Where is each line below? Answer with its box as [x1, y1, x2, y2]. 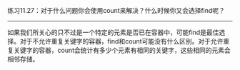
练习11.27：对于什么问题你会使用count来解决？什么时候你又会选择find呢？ [7, 6, 225, 14]
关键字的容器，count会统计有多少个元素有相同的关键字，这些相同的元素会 [13, 46, 231, 54]
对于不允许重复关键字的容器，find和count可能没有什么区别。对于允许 [19, 37, 224, 45]
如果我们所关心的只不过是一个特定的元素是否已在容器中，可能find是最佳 [7, 28, 219, 36]
